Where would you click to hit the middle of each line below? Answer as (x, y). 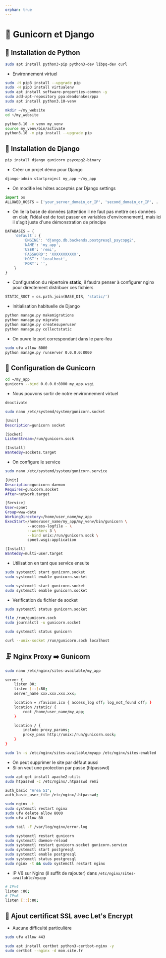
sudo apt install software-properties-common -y (56, 92)
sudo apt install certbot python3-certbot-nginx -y (59, 946)
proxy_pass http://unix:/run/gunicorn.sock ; (70, 735)
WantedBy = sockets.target (31, 453)
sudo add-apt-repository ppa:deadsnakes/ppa (52, 97)
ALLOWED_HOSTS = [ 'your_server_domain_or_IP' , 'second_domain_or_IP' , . (82, 202)
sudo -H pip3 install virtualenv (40, 88)
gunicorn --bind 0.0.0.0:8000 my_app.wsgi (50, 384)
